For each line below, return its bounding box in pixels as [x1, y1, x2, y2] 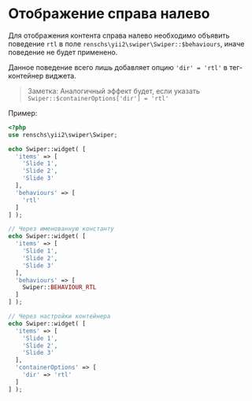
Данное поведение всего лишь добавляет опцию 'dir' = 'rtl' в [8, 62, 228, 72]
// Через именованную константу [8, 225, 114, 233]
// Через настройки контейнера [8, 312, 111, 321]
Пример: [8, 108, 38, 118]
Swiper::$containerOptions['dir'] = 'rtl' [27, 94, 169, 102]
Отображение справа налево [8, 5, 210, 23]
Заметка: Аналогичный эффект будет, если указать [27, 86, 201, 95]
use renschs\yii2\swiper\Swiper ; [8, 131, 118, 138]
